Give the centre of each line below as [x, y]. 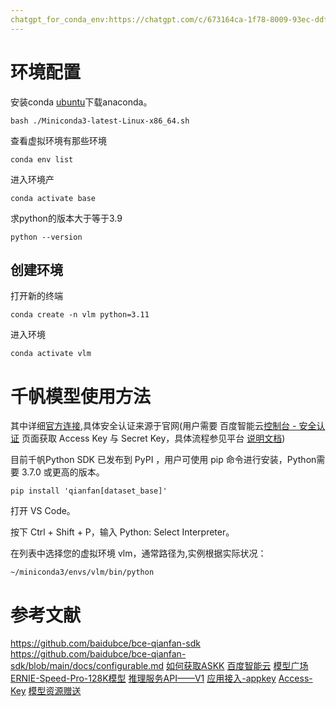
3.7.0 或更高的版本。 [63, 472]
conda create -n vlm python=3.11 [80, 315]
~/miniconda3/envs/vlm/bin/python [82, 572]
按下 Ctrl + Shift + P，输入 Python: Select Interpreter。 [122, 532]
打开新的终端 [36, 296]
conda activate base [53, 198]
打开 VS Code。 [43, 511]
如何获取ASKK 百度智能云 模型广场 [237, 666]
